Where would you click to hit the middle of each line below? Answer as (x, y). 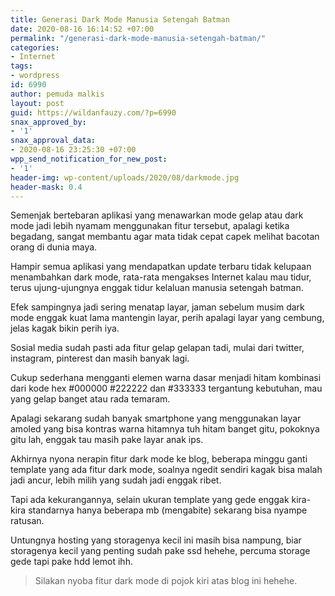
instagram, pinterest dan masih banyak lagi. (100, 358)
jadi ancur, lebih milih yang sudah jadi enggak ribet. (116, 480)
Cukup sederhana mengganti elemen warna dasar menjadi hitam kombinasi (166, 378)
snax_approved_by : (48, 122)
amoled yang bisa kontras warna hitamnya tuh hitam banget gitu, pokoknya (165, 429)
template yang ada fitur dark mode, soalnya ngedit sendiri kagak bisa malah (166, 470)
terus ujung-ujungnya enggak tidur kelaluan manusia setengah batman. (157, 288)
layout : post (37, 103)
